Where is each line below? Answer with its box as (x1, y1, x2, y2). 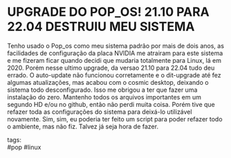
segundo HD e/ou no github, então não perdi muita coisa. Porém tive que (7, 100, 216, 108)
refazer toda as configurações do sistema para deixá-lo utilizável (7, 108, 192, 116)
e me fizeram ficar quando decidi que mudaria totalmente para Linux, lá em (7, 56, 221, 64)
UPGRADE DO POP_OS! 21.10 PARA (7, 4, 210, 20)
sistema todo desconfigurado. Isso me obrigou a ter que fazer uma (7, 86, 198, 94)
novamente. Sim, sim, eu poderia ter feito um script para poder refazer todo (7, 115, 223, 123)
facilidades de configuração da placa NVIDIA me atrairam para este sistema (7, 49, 223, 57)
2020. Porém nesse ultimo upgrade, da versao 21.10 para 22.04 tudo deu (7, 63, 215, 72)
